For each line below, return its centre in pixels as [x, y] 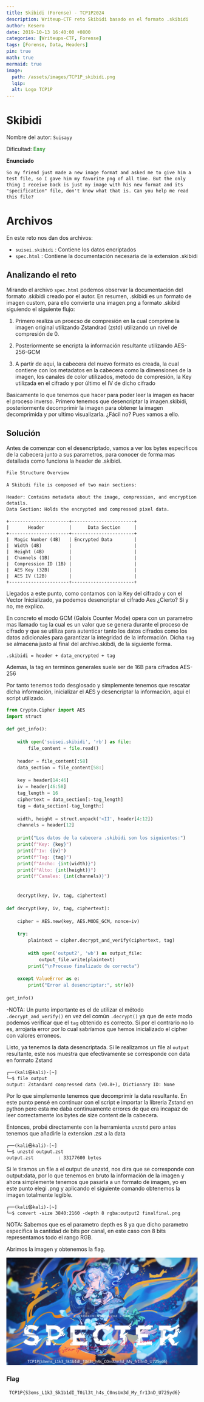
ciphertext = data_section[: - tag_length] [70, 799]
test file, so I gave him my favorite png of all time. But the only [96, 179]
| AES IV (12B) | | [72, 576]
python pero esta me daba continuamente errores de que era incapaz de [97, 1109]
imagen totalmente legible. [39, 1195]
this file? [20, 197]
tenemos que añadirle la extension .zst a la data [66, 1133]
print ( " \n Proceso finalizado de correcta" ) [84, 966]
